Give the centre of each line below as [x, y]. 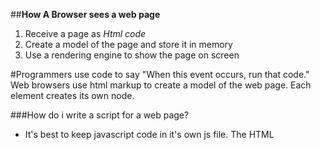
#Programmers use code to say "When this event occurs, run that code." [160, 74]
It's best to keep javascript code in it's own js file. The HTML [149, 134]
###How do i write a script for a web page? [100, 115]
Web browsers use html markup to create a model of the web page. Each [161, 85]
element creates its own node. [72, 95]
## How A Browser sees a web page [85, 14]
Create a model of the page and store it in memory [128, 44]
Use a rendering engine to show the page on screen [132, 55]
